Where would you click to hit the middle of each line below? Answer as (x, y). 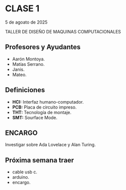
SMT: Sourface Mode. (35, 117)
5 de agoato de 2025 (26, 22)
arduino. (21, 177)
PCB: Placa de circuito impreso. (45, 107)
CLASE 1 (22, 9)
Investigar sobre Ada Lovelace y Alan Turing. (50, 145)
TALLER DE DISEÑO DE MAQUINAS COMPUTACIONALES (63, 31)
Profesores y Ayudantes (43, 47)
